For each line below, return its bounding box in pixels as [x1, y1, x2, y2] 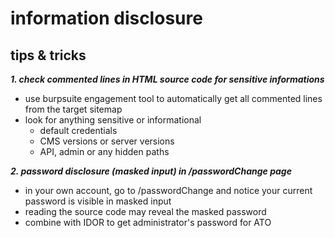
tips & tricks [10, 47, 87, 64]
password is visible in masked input [24, 195, 172, 207]
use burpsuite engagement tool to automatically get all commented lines [24, 93, 323, 104]
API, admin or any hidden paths [39, 146, 170, 157]
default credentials [39, 125, 118, 136]
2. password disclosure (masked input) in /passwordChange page [10, 165, 292, 177]
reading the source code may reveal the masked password [24, 206, 267, 217]
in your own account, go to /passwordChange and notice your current [24, 185, 313, 196]
